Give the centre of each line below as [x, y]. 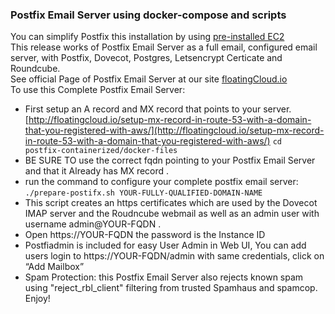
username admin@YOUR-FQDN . [93, 224]
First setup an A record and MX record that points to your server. [158, 109]
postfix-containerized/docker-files [101, 151]
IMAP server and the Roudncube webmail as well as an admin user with [172, 214]
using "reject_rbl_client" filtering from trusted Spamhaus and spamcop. [171, 288]
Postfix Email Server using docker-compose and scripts [148, 15]
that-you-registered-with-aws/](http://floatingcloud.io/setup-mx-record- [174, 130]
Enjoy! [37, 299]
